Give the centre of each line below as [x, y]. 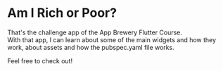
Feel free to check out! [40, 60]
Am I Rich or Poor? [62, 13]
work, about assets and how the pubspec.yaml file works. [91, 47]
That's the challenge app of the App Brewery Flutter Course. [95, 32]
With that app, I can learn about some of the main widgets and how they [112, 39]
